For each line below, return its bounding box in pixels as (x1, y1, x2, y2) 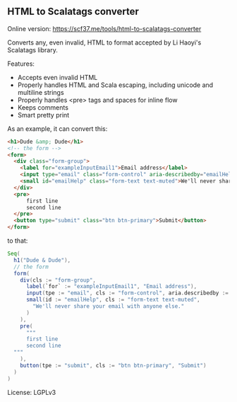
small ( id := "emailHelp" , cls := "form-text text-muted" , (25, 297, 200, 304)
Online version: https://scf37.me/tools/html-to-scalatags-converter (7, 24, 202, 33)
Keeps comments (17, 103, 69, 112)
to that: (7, 236, 28, 245)
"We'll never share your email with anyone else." (32, 303, 185, 310)
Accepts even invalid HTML (17, 73, 98, 81)
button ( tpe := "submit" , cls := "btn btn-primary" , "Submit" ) (20, 362, 207, 369)
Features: (7, 59, 35, 68)
